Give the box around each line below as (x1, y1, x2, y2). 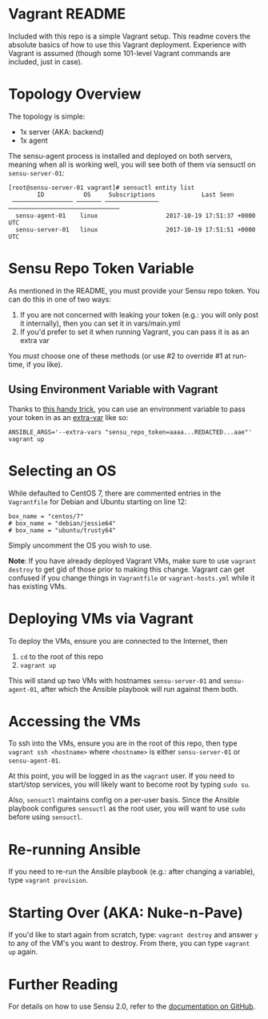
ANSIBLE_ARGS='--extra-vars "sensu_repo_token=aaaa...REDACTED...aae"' (8, 428, 252, 436)
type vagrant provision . (8, 875, 89, 885)
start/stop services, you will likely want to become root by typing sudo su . (8, 779, 250, 790)
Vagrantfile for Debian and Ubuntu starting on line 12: (8, 496, 187, 506)
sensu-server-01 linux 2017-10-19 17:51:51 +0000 (15, 225, 256, 233)
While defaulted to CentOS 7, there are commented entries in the (8, 488, 222, 498)
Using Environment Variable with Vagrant (8, 382, 218, 397)
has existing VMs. (8, 581, 67, 591)
